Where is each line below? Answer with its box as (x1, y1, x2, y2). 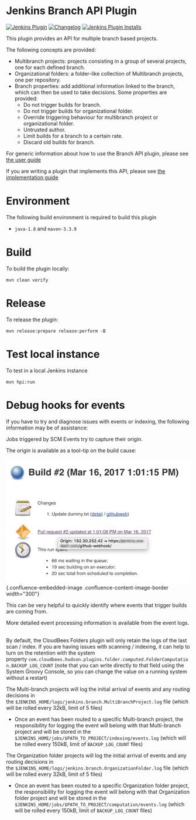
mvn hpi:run (6, 379, 35, 385)
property (6, 655, 27, 662)
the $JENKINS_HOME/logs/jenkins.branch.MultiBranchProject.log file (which (6, 698, 189, 705)
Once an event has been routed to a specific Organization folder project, (14, 782, 190, 789)
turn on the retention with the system (6, 649, 95, 656)
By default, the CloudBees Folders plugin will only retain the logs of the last (6, 636, 187, 643)
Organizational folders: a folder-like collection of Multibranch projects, (14, 70, 184, 77)
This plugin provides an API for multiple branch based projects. (6, 35, 158, 42)
